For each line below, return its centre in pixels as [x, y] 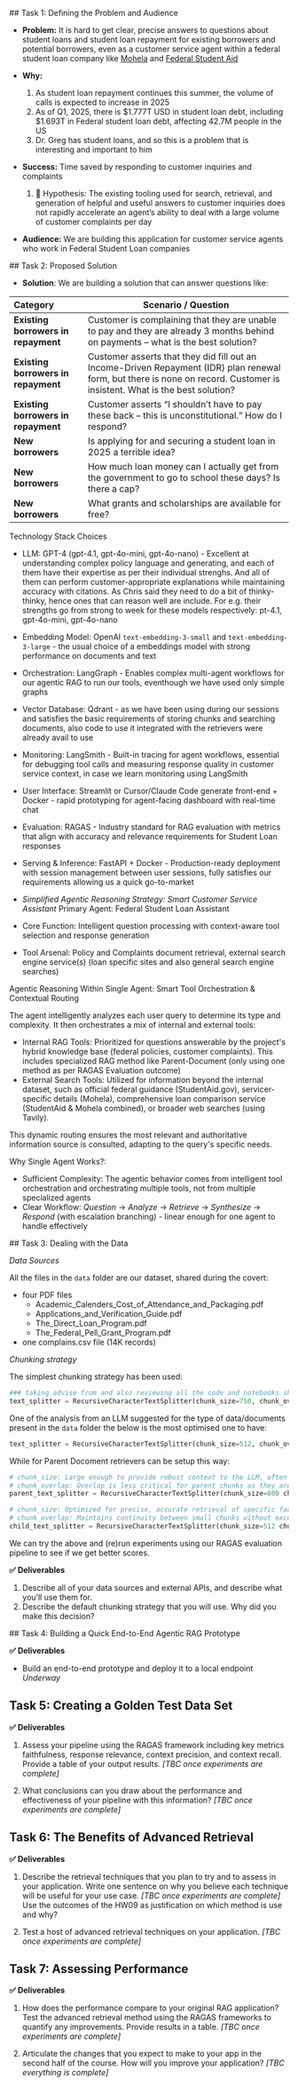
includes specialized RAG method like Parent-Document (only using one [153, 1061]
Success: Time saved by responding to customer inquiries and [137, 167]
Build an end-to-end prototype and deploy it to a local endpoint [137, 1668]
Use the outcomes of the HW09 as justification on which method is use [152, 1905]
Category [34, 305]
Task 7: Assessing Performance [99, 1969]
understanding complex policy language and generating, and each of [148, 563]
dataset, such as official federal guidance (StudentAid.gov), [131, 1089]
